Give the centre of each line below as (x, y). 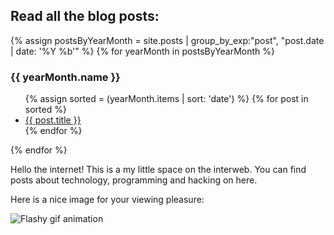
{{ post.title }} (53, 120)
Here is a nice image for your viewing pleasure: (107, 200)
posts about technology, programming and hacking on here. (134, 180)
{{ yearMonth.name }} (65, 77)
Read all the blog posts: (85, 16)
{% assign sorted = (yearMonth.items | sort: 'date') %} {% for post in (166, 99)
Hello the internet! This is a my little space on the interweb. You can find (158, 170)
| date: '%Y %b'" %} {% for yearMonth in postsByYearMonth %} (143, 51)
